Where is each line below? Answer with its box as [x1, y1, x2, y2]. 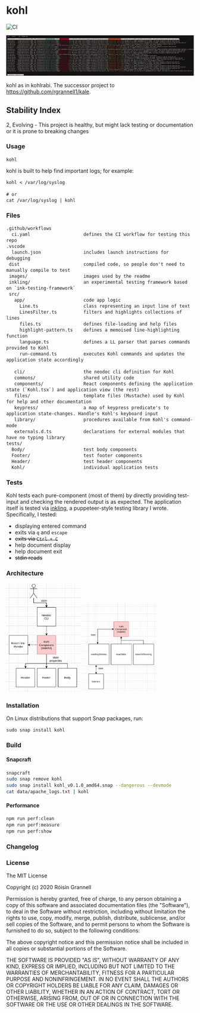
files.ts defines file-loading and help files [19, 321, 177, 328]
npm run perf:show [6, 828, 52, 834]
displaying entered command [14, 522, 87, 530]
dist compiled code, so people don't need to [8, 261, 185, 268]
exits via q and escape [14, 529, 68, 536]
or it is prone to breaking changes [6, 127, 89, 134]
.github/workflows [6, 225, 52, 232]
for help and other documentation [6, 399, 92, 405]
